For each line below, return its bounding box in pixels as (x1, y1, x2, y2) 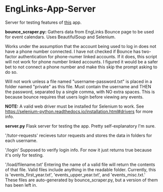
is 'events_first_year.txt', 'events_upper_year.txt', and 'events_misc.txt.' (5, 172, 146, 177)
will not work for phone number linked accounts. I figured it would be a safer (5, 59, 158, 64)
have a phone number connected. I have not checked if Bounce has (5, 48, 141, 54)
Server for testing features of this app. (5, 19, 82, 25)
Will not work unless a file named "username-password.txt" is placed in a (5, 79, 152, 84)
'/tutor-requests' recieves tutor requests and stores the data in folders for (5, 132, 152, 138)
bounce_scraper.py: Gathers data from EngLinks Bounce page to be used (5, 29, 154, 34)
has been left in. (5, 182, 37, 188)
